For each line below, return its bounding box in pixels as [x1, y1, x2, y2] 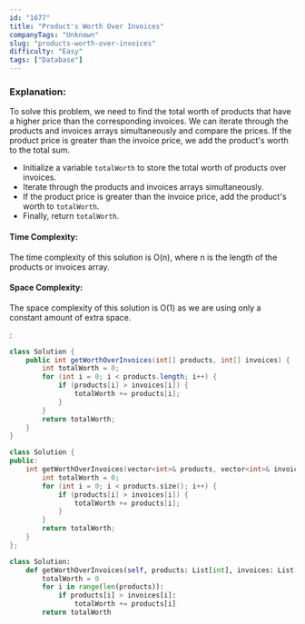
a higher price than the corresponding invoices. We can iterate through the [9, 115, 289, 127]
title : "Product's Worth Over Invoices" [9, 22, 165, 31]
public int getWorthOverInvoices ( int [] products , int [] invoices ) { [25, 355, 290, 364]
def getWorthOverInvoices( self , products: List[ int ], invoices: [25, 565, 274, 575]
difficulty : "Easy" [9, 47, 84, 56]
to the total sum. [9, 144, 71, 155]
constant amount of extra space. [9, 312, 132, 322]
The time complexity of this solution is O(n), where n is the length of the [9, 252, 278, 262]
